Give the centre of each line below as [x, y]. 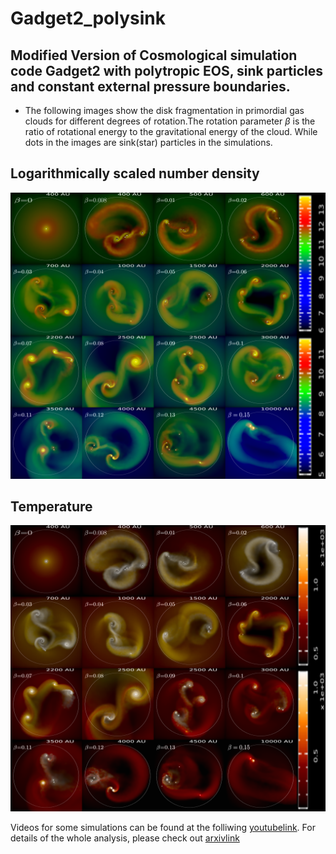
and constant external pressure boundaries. [150, 86]
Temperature [51, 506]
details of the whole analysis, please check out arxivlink [125, 838]
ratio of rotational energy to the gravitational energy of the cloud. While [171, 131]
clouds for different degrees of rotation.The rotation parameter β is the [170, 121]
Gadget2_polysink [88, 18]
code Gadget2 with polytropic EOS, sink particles [167, 70]
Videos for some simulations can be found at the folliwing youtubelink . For [163, 828]
